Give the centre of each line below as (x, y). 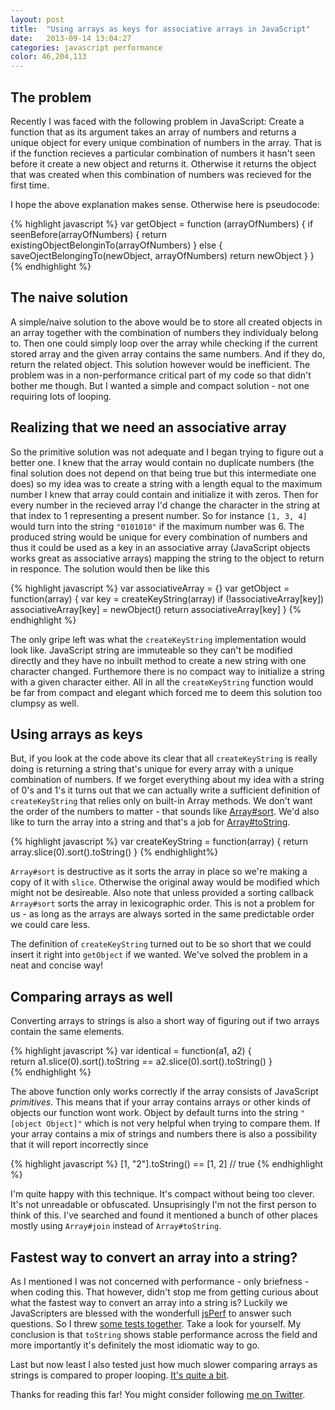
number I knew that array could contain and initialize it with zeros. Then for (164, 494)
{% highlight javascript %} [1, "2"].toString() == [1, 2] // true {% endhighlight (167, 1164)
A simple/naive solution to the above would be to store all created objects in (166, 322)
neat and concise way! (57, 965)
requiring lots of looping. (61, 396)
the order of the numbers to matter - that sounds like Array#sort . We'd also (165, 812)
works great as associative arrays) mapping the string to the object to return (167, 558)
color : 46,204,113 (48, 57)
